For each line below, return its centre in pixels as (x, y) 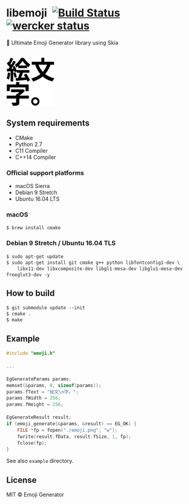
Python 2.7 (28, 144)
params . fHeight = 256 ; (35, 405)
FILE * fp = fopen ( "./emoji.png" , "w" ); (68, 430)
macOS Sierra (32, 186)
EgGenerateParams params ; (39, 379)
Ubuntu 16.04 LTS (37, 199)
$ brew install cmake (34, 228)
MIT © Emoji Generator (35, 495)
